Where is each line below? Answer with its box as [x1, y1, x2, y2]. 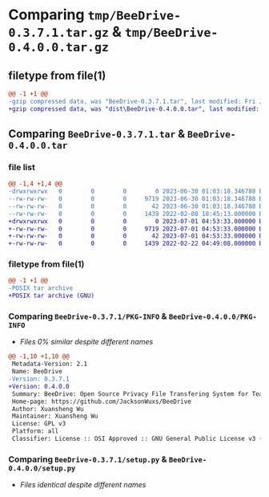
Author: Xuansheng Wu [11, 405, 84, 413]
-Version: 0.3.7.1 [8, 375, 70, 383]
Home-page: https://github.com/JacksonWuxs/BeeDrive [11, 397, 192, 405]
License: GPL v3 [11, 420, 66, 428]
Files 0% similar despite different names [19, 337, 154, 347]
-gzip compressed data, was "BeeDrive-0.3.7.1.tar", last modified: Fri [8, 97, 256, 105]
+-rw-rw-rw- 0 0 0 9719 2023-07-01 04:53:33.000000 [8, 225, 256, 233]
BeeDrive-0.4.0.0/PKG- [168, 312, 258, 322]
